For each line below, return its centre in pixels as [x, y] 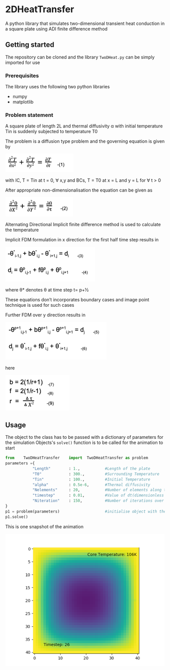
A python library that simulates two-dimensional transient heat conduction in [85, 23]
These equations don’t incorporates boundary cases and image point [77, 300]
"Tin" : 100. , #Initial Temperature [91, 479]
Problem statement [29, 115]
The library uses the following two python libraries [58, 87]
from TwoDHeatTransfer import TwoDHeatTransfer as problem [77, 458]
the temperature [22, 230]
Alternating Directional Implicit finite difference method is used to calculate [83, 225]
